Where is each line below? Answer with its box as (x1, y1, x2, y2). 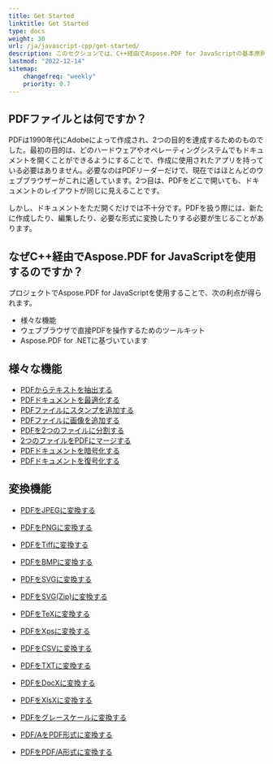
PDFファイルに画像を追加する (19, 415, 120, 425)
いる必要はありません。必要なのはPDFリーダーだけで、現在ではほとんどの (8, 166, 257, 176)
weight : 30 (8, 34, 45, 43)
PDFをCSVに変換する (19, 643, 92, 653)
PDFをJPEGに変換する (19, 505, 96, 514)
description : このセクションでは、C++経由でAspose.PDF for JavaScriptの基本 (8, 50, 254, 58)
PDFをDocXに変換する (19, 678, 96, 688)
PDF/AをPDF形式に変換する (19, 729, 113, 740)
